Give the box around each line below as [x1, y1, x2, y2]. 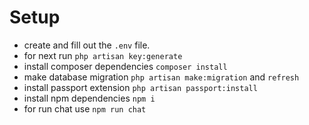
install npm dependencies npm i [23, 92, 156, 104]
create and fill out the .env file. [23, 39, 151, 51]
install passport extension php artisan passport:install [23, 81, 258, 93]
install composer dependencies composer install [23, 60, 228, 72]
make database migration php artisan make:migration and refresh [23, 71, 300, 83]
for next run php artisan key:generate [23, 49, 183, 61]
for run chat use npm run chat [23, 102, 147, 115]
